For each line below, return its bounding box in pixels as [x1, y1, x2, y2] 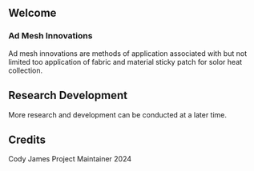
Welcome [8, 6, 57, 20]
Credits [8, 133, 46, 146]
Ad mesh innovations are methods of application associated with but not [8, 48, 247, 58]
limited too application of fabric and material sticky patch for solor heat [8, 57, 243, 66]
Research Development [8, 89, 128, 102]
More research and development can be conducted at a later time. [8, 109, 227, 119]
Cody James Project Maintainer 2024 [8, 154, 132, 164]
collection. [8, 66, 43, 75]
